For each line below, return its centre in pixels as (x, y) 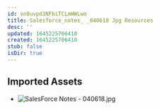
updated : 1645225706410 (42, 33)
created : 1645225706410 (42, 40)
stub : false (25, 47)
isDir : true (25, 54)
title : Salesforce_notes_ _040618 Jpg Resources (80, 20)
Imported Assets (45, 82)
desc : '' (20, 27)
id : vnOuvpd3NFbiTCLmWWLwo (47, 14)
